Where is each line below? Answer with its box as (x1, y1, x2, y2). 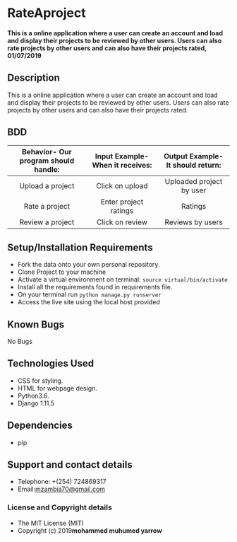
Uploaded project (164, 177, 223, 187)
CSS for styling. (17, 376, 63, 385)
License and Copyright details (7, 502, 113, 512)
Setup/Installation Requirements (7, 241, 153, 253)
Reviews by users (164, 217, 224, 227)
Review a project (19, 217, 75, 227)
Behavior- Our (22, 147, 72, 157)
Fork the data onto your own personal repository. (17, 260, 160, 269)
